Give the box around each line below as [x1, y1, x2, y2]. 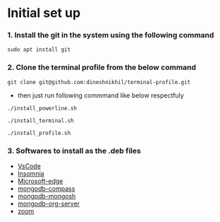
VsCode [17, 162, 41, 170]
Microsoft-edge [17, 177, 63, 185]
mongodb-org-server [17, 199, 80, 208]
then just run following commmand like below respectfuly [17, 90, 185, 100]
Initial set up [7, 5, 81, 21]
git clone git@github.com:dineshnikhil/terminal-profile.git [7, 78, 191, 86]
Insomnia [17, 170, 44, 178]
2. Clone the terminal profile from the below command [7, 62, 196, 72]
